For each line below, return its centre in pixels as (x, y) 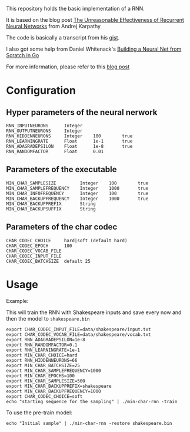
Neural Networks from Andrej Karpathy (54, 26)
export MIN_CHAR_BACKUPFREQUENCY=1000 (54, 391)
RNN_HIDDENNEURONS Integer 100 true (69, 136)
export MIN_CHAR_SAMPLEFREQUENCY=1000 (54, 371)
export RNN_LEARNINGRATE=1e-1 (43, 350)
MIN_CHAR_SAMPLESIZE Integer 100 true (77, 183)
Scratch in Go (23, 55)
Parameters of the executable (61, 169)
